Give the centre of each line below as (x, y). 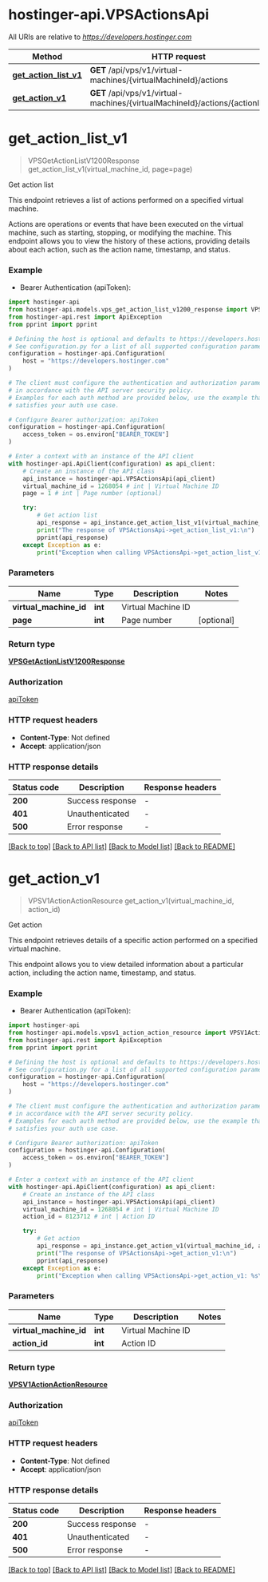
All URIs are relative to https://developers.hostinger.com (100, 37)
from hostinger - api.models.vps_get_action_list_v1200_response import (128, 310)
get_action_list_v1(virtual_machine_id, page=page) (110, 169)
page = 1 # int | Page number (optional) (92, 494)
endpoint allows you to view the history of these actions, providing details (129, 240)
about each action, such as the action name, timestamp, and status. (120, 249)
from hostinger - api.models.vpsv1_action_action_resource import (117, 1033)
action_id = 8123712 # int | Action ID (89, 1217)
